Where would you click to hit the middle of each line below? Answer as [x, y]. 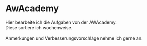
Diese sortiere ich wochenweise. [39, 27]
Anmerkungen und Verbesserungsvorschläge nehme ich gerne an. [74, 38]
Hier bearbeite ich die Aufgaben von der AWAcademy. [61, 22]
